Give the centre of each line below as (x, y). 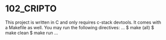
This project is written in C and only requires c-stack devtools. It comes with (83, 22)
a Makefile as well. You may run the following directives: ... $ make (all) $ (80, 27)
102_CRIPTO (31, 9)
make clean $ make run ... (32, 33)
